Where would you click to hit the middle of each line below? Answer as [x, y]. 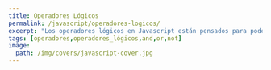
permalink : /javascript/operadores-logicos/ [84, 23]
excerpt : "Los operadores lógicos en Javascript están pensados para [128, 31]
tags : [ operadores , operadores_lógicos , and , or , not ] [95, 38]
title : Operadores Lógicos [54, 16]
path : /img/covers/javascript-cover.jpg [84, 53]
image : [19, 46]
